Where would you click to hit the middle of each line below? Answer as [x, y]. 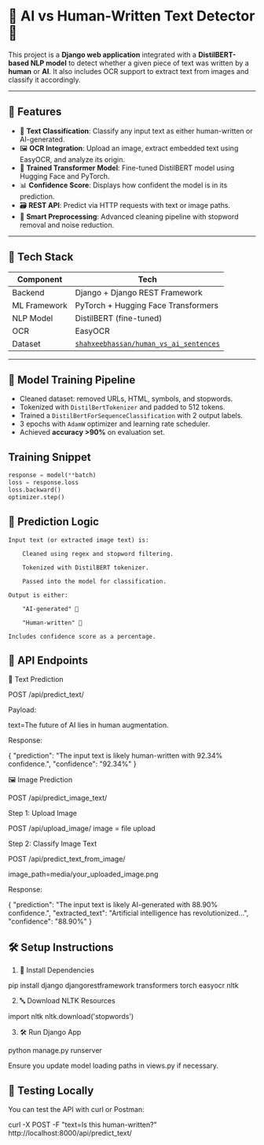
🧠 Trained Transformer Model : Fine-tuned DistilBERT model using [126, 168]
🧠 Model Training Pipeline [72, 380]
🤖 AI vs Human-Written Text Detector [132, 16]
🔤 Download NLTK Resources [67, 1001]
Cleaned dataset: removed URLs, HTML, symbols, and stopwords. [126, 399]
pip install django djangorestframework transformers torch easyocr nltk [123, 986]
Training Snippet [50, 457]
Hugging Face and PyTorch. [64, 176]
